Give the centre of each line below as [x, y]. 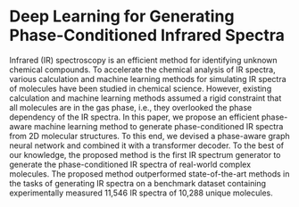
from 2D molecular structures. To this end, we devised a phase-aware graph [149, 136]
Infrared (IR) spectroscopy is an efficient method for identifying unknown [144, 60]
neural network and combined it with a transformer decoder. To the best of [146, 145]
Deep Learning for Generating [122, 17]
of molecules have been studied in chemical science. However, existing [141, 88]
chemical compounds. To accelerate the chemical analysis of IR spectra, [142, 70]
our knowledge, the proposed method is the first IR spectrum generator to [145, 154]
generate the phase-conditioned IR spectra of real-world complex [130, 164]
